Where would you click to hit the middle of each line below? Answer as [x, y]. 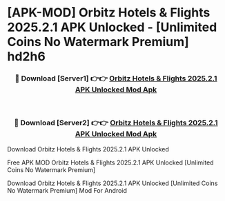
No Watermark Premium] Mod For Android [67, 190]
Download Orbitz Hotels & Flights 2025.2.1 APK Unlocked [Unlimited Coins [112, 183]
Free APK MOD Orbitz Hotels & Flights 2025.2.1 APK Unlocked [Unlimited [110, 162]
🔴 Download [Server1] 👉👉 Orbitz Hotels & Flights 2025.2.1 [116, 78]
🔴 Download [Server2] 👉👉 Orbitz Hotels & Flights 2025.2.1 [116, 123]
